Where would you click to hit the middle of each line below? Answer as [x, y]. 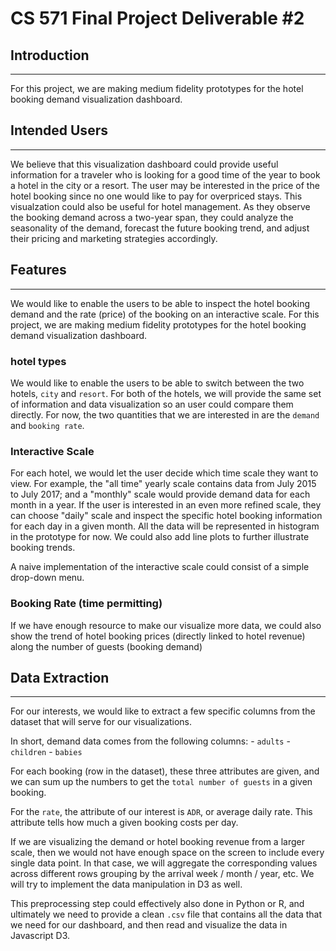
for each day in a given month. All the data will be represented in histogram [165, 526]
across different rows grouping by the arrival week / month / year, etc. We [162, 874]
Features [38, 270]
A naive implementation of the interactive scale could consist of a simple [160, 567]
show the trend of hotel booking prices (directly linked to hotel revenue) [158, 636]
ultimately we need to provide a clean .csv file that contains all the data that [166, 914]
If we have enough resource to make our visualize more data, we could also [166, 625]
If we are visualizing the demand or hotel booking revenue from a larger [157, 842]
